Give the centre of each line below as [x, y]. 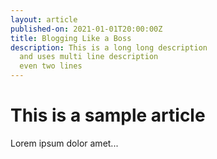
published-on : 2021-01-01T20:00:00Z [86, 29]
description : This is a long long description [109, 47]
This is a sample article [108, 115]
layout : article [44, 19]
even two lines [51, 66]
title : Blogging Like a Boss [71, 38]
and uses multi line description [89, 57]
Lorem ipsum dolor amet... [64, 143]
